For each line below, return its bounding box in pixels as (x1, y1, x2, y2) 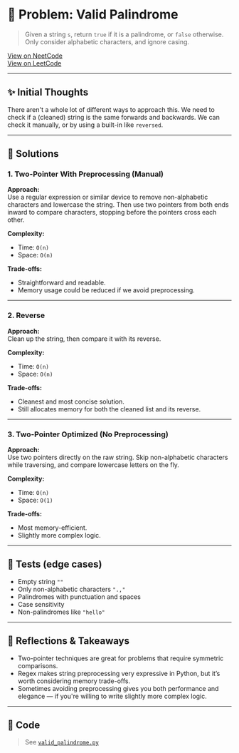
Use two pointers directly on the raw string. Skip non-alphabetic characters (7, 453, 228, 462)
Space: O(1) (17, 496, 53, 505)
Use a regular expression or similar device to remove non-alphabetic (7, 193, 208, 202)
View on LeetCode (7, 58, 62, 67)
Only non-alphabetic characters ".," (17, 585, 126, 593)
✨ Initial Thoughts (7, 86, 89, 98)
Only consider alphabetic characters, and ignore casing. (24, 37, 190, 46)
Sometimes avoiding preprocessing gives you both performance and (17, 684, 219, 692)
